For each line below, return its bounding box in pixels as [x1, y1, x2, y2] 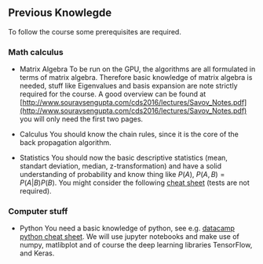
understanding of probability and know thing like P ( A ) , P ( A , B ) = [19, 170, 225, 179]
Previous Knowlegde [8, 6, 112, 20]
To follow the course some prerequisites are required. [8, 27, 182, 36]
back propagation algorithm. [19, 138, 111, 147]
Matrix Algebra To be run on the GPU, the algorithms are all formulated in [19, 64, 256, 74]
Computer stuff [8, 206, 68, 217]
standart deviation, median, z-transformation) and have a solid [19, 161, 222, 171]
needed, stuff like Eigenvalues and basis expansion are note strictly [19, 81, 238, 91]
